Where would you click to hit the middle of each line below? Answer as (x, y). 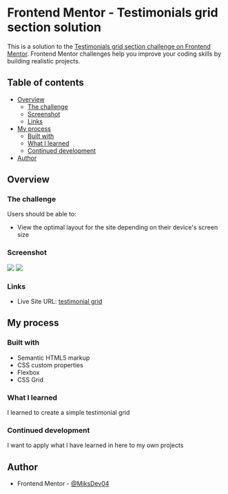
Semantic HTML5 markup (53, 358)
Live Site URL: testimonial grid (60, 302)
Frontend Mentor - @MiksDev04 (63, 484)
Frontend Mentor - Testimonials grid (113, 13)
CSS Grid (30, 380)
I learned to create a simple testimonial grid (69, 413)
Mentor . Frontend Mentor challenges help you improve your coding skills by (114, 54)
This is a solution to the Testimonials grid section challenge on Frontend (109, 46)
